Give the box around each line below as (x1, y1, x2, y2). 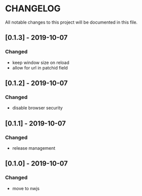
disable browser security (12, 105, 63, 111)
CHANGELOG (5, 3, 61, 14)
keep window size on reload (12, 60, 70, 65)
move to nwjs (12, 185, 40, 191)
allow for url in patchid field (12, 65, 68, 70)
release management (12, 145, 56, 151)
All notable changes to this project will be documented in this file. (5, 19, 138, 25)
